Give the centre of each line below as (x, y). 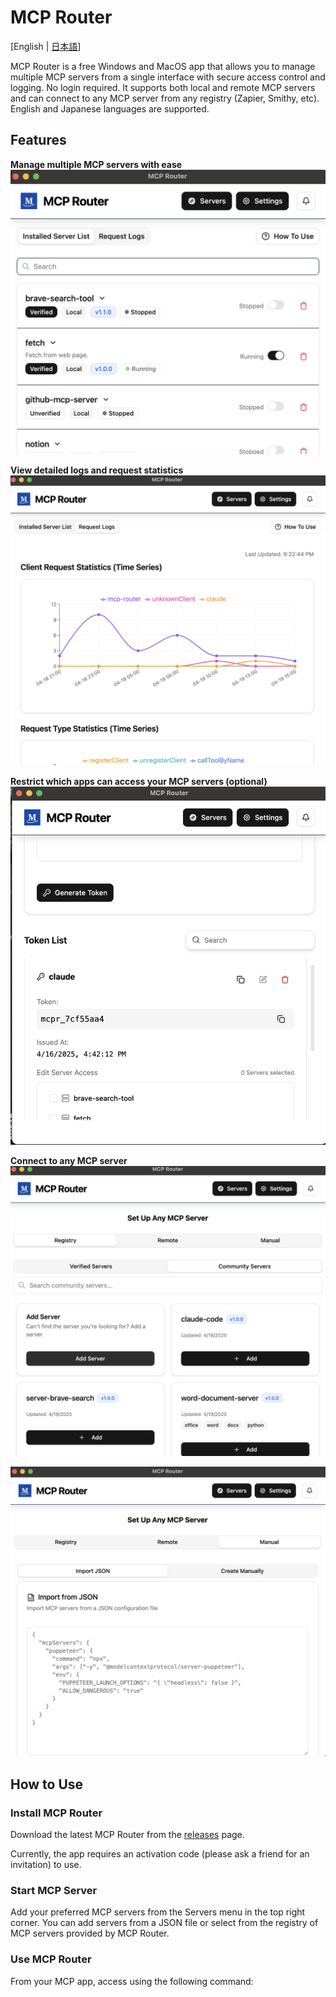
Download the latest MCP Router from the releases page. (127, 1834)
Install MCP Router (56, 1813)
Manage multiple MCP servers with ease (96, 164)
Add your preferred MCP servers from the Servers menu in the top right (158, 1912)
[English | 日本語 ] (46, 46)
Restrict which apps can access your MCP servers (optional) (139, 782)
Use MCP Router (51, 1959)
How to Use (47, 1784)
